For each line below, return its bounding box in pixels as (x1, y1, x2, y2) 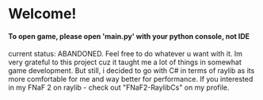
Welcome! (8, 5, 77, 23)
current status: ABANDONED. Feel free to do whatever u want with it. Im (8, 49, 243, 59)
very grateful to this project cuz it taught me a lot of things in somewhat (8, 57, 242, 67)
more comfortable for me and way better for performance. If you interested (8, 75, 253, 84)
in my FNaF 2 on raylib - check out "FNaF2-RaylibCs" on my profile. (8, 83, 230, 92)
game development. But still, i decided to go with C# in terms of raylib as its (8, 66, 255, 75)
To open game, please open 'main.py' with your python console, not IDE (8, 31, 250, 40)
